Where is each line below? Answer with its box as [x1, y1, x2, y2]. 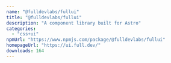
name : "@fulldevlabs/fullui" [6, 8, 79, 15]
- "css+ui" [11, 31, 39, 37]
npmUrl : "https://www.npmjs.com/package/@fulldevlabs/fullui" [6, 37, 166, 43]
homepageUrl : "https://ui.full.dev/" [6, 43, 101, 49]
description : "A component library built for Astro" [6, 20, 141, 26]
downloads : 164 [6, 48, 45, 54]
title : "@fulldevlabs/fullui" [6, 14, 82, 20]
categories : [6, 25, 36, 32]
